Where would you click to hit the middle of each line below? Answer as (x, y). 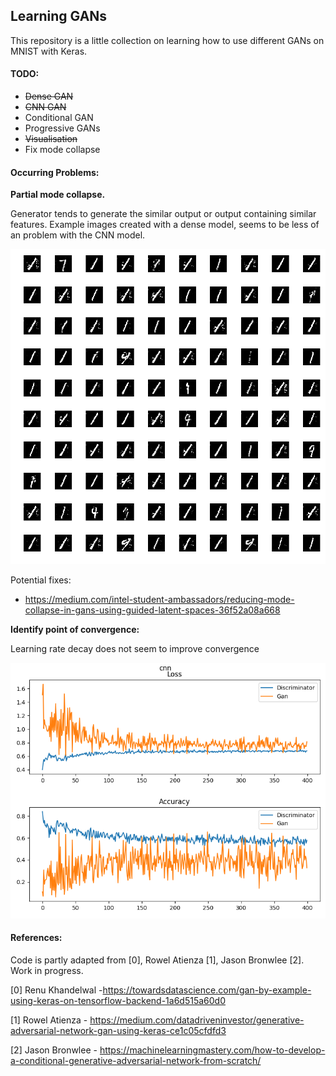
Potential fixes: (41, 580)
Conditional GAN (59, 118)
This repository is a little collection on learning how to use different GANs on (167, 40)
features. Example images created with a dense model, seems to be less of (165, 225)
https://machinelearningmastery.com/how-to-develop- (212, 1050)
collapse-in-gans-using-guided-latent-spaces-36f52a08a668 (152, 610)
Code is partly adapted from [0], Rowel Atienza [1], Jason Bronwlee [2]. (157, 960)
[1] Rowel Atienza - (49, 1020)
